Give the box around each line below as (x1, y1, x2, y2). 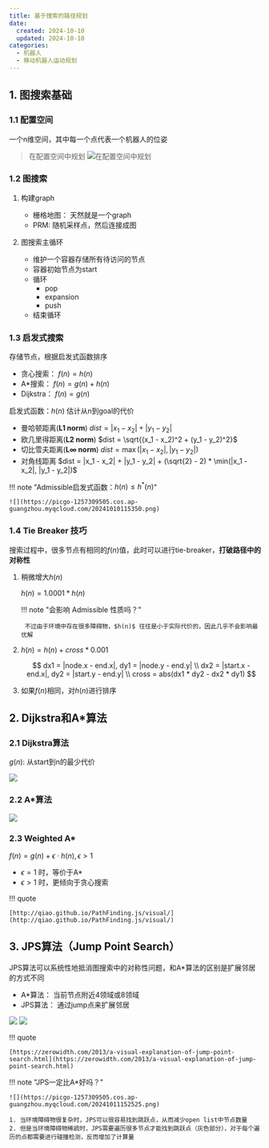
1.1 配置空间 (9, 114, 54, 125)
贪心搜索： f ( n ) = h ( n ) (20, 369, 93, 378)
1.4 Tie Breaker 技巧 (9, 525, 87, 537)
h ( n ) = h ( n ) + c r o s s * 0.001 (20, 644, 109, 655)
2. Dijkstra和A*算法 (9, 712, 107, 725)
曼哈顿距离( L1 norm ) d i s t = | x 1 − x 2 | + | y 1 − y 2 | (20, 423, 173, 435)
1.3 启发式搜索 (9, 332, 64, 343)
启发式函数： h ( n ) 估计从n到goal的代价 (9, 406, 134, 416)
